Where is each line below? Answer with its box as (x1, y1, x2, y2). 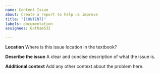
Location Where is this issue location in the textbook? (5, 44, 117, 50)
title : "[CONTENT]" (5, 16, 46, 21)
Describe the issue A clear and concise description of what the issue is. (5, 53, 155, 60)
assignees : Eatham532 (5, 26, 51, 31)
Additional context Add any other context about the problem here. (5, 63, 144, 69)
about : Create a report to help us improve (5, 12, 98, 17)
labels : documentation (5, 21, 53, 26)
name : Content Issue (5, 7, 49, 12)
